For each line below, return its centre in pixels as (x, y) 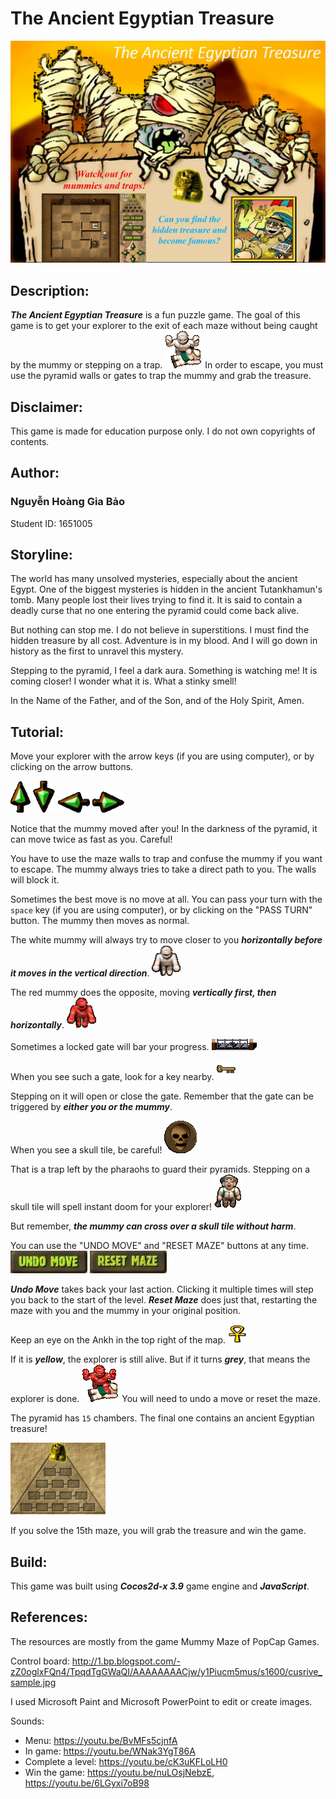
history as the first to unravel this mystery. (97, 651)
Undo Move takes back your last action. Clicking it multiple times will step (162, 1289)
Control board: (40, 1661)
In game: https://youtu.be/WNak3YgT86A (110, 1751)
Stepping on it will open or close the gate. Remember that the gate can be (162, 1096)
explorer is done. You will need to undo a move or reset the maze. (165, 1399)
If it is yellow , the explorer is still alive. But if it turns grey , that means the (160, 1359)
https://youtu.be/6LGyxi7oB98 (87, 1783)
